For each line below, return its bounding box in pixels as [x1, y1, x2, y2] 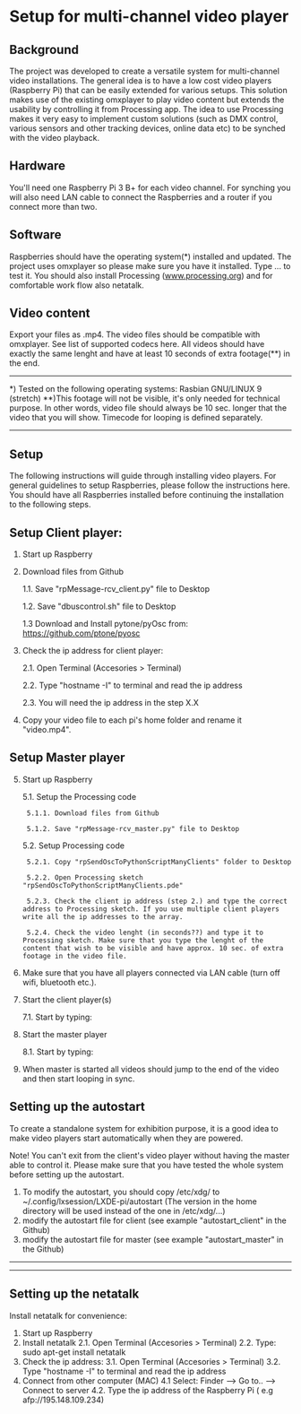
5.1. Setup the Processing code [21, 791, 137, 802]
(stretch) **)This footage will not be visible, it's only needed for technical [9, 393, 280, 404]
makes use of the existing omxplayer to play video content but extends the [9, 94, 285, 105]
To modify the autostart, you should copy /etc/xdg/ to [21, 1186, 220, 1197]
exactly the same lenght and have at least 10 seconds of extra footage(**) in [9, 348, 291, 360]
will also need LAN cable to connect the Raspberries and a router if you [9, 191, 273, 203]
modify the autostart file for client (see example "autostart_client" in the [21, 1215, 287, 1226]
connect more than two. [9, 201, 98, 212]
